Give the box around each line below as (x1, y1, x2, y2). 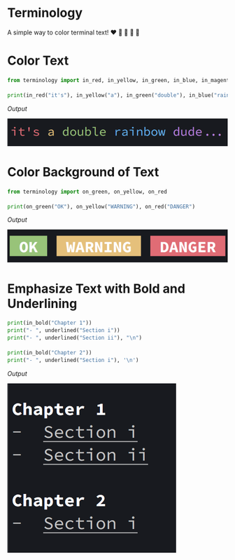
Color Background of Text (7, 164, 159, 180)
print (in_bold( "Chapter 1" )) (7, 319, 92, 327)
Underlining (7, 295, 78, 312)
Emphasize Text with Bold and (7, 281, 185, 296)
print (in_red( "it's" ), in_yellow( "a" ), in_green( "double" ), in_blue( (7, 91, 215, 99)
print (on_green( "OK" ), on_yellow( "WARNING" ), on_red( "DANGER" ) (7, 203, 196, 210)
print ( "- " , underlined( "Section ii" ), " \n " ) (7, 335, 142, 342)
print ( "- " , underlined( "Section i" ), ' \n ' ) (7, 356, 139, 364)
